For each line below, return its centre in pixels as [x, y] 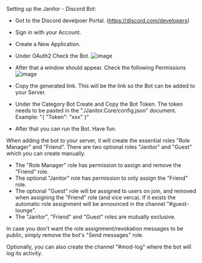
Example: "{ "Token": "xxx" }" [52, 117]
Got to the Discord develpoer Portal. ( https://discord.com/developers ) [102, 20]
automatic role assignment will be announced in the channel [90, 204]
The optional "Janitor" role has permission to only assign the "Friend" [101, 178]
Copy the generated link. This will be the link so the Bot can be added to [105, 86]
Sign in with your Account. [48, 32]
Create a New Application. [48, 44]
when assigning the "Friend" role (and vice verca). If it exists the [95, 197]
